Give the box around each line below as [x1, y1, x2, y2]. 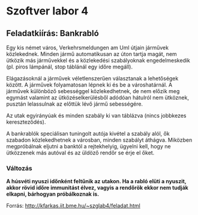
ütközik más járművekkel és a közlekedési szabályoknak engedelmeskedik [6, 57, 191, 64]
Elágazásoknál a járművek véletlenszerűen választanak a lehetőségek [6, 75, 179, 82]
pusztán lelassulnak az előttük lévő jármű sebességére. [6, 100, 143, 107]
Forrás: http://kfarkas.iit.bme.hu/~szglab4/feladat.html [6, 202, 141, 210]
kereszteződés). [6, 118, 46, 126]
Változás [6, 164, 32, 172]
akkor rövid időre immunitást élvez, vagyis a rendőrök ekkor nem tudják [6, 184, 189, 192]
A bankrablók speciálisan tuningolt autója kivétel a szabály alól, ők [6, 130, 170, 137]
